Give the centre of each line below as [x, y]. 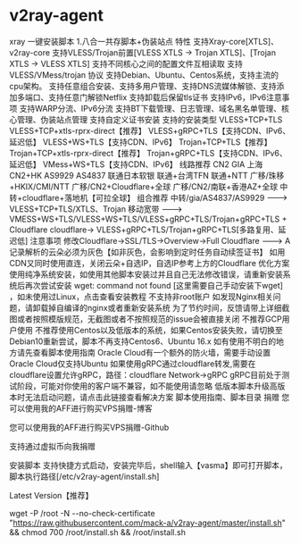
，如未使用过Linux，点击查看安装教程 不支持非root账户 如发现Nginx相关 [142, 297]
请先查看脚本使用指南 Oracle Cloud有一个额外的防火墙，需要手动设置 [144, 352]
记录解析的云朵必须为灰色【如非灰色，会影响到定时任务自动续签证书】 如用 [147, 252]
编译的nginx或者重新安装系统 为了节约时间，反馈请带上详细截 [177, 307]
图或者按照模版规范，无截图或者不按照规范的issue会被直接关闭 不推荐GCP [146, 319]
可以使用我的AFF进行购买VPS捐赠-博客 [81, 408]
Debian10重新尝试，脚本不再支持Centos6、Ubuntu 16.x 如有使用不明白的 [143, 341]
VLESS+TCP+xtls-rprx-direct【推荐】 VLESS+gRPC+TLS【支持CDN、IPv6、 [150, 130]
